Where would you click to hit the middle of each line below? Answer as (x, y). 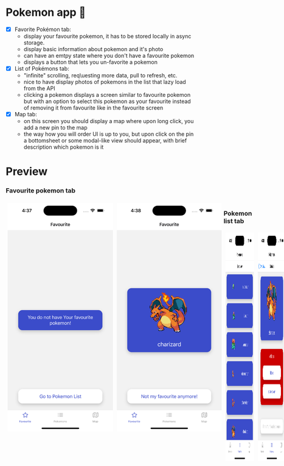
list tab (234, 221)
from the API (39, 88)
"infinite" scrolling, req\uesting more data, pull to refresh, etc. (100, 76)
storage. (34, 43)
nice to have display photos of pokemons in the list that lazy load (105, 82)
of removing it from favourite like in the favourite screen (93, 108)
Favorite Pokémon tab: (43, 29)
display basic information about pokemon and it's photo (93, 49)
